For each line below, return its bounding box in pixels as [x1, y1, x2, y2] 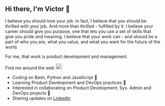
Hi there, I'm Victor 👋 [5, 5, 70, 13]
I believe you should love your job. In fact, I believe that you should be [5, 18, 147, 24]
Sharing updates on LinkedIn [12, 95, 71, 101]
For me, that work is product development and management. [5, 53, 128, 59]
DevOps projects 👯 [12, 90, 51, 96]
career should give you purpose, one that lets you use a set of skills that [5, 28, 152, 34]
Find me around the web [5, 65, 55, 71]
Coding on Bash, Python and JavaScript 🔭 [12, 74, 98, 80]
